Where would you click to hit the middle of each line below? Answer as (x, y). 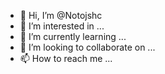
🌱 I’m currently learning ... (73, 36)
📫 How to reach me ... (66, 58)
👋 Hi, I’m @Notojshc (61, 15)
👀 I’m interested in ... (62, 26)
